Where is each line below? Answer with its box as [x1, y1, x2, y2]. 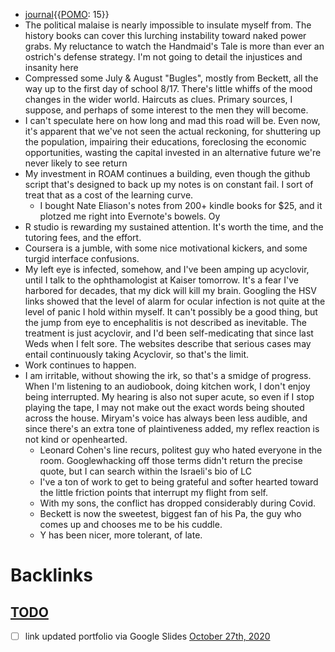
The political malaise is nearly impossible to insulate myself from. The [24, 19, 312, 31]
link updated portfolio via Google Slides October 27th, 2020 [24, 630, 271, 642]
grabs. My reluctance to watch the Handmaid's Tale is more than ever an [24, 40, 325, 52]
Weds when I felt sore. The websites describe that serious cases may [24, 338, 312, 349]
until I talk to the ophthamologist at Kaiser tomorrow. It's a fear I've [24, 274, 299, 286]
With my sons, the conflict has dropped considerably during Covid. [39, 497, 317, 509]
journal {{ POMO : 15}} [24, 9, 110, 20]
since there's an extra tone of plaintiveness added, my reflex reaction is [24, 423, 320, 434]
